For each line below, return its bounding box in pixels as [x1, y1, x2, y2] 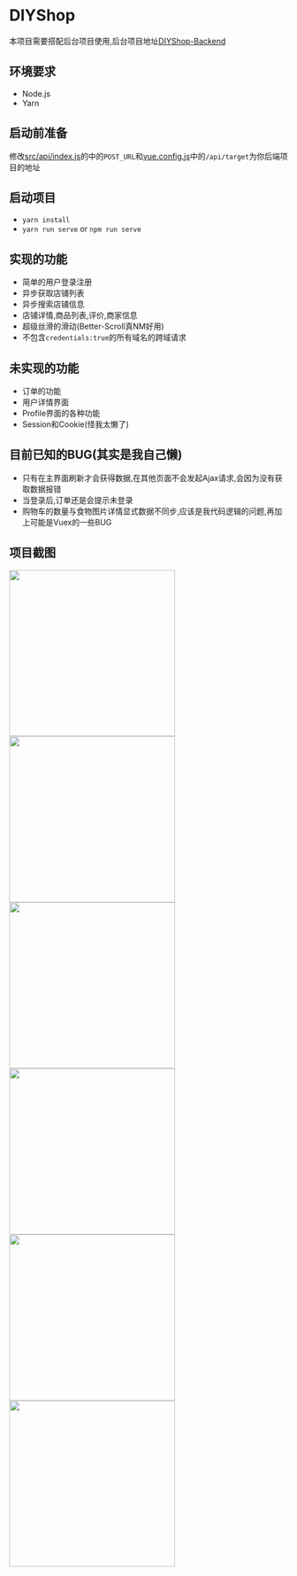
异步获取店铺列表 [21, 288, 85, 299]
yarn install [21, 216, 71, 225]
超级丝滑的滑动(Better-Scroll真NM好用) [21, 321, 165, 332]
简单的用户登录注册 [21, 276, 93, 288]
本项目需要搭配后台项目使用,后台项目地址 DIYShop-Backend [9, 35, 226, 46]
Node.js [21, 88, 51, 98]
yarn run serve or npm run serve [21, 223, 141, 235]
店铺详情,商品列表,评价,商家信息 [21, 310, 138, 321]
